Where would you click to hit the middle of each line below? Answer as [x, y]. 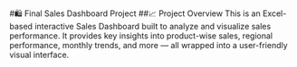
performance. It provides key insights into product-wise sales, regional [141, 36]
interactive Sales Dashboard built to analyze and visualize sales [153, 26]
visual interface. [39, 54]
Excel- [274, 13]
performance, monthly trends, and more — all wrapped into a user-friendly [148, 45]
